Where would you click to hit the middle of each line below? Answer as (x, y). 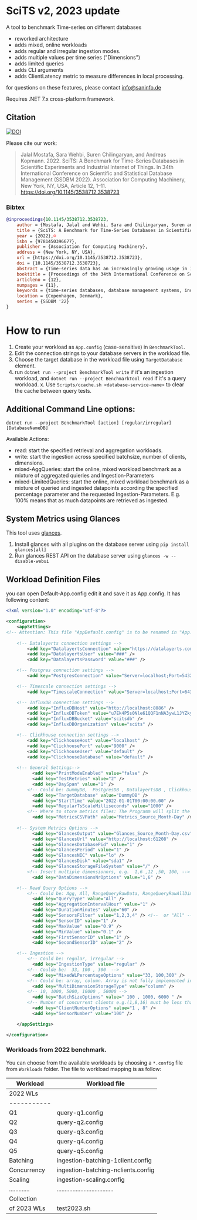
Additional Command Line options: (71, 410)
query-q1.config (80, 1112)
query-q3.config (80, 1132)
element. (25, 366)
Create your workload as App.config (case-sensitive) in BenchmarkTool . (100, 347)
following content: (28, 600)
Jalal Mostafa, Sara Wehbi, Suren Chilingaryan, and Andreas (93, 154)
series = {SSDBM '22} (43, 301)
